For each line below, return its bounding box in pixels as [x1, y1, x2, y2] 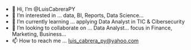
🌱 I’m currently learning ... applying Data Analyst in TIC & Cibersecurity [11, 18, 185, 25]
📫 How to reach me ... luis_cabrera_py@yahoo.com [11, 37, 139, 44]
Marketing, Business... [11, 31, 66, 38]
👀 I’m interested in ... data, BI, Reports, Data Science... [11, 12, 144, 19]
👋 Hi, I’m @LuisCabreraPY [11, 6, 75, 12]
